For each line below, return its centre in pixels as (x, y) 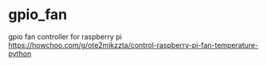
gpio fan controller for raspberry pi (65, 37)
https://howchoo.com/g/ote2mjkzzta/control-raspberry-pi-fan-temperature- (133, 45)
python (20, 53)
